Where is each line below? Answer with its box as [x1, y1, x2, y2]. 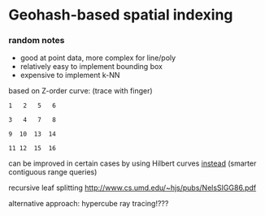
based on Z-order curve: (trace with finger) [8, 86, 153, 96]
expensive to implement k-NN [20, 71, 120, 80]
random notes [8, 35, 65, 46]
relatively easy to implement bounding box [20, 62, 163, 71]
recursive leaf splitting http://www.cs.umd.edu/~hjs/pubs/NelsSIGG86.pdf [8, 183, 257, 192]
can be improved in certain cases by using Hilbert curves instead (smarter [8, 158, 257, 168]
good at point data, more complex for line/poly [20, 53, 176, 63]
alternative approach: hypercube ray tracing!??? [8, 199, 169, 209]
